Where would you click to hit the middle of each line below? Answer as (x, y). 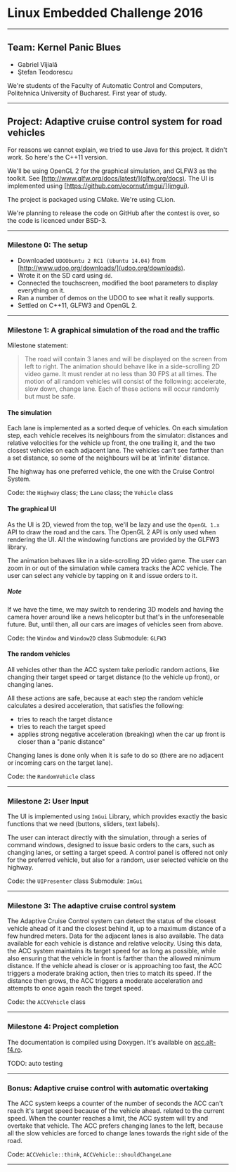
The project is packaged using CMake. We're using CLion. (91, 199)
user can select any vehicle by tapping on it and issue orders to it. (103, 575)
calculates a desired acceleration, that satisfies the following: (96, 705)
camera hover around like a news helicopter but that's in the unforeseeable (116, 617)
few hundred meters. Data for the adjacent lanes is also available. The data (116, 936)
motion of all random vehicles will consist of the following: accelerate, (125, 382)
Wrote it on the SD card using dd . (65, 275)
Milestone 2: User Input (48, 801)
